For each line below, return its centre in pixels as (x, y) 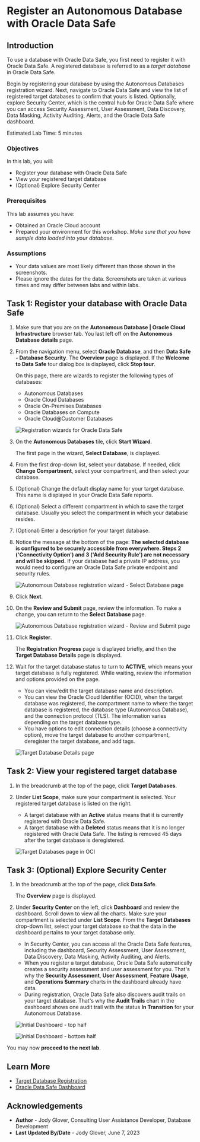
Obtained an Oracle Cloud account (58, 225)
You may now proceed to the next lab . (54, 1048)
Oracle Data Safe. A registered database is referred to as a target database (99, 66)
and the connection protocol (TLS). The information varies (95, 715)
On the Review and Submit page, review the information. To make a (98, 608)
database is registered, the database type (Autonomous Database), (106, 710)
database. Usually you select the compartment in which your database (102, 513)
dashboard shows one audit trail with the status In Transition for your (109, 1007)
